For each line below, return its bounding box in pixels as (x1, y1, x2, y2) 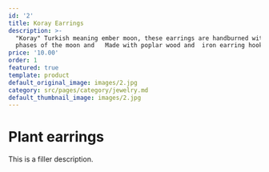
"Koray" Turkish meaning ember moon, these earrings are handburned (15, 34, 249, 42)
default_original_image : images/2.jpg (8, 78, 138, 86)
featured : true (8, 64, 59, 72)
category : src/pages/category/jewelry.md (8, 86, 149, 94)
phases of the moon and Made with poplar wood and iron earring (15, 42, 246, 50)
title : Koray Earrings (8, 19, 84, 27)
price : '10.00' (8, 49, 59, 57)
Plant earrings (8, 128, 105, 146)
